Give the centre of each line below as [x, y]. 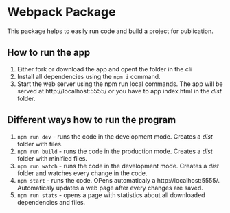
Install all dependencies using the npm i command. [89, 76]
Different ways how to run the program [92, 120]
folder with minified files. [52, 158]
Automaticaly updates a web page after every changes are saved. [110, 188]
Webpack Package [61, 12]
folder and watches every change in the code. [82, 173]
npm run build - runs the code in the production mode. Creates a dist [115, 151]
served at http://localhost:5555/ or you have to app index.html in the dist [119, 91]
